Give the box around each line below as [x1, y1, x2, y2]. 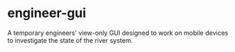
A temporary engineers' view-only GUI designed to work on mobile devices [7, 28, 229, 37]
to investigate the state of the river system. [7, 36, 133, 44]
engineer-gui [7, 5, 87, 21]
